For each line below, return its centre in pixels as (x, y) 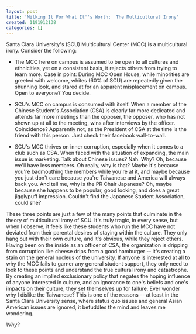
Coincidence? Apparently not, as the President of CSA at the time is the (101, 129)
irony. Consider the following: (42, 51)
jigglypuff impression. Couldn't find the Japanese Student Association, (100, 197)
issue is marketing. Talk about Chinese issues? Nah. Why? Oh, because (101, 159)
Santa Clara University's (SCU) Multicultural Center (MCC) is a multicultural (97, 44)
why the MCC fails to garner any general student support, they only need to (97, 264)
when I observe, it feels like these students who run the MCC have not (91, 226)
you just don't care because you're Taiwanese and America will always (100, 178)
